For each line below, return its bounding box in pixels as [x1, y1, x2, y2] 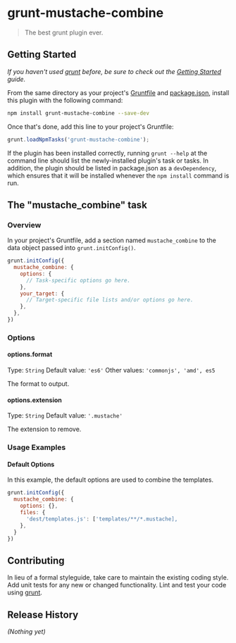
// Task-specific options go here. [25, 277, 131, 284]
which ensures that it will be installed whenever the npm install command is [7, 171, 230, 180]
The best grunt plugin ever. [24, 28, 104, 37]
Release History [7, 608, 79, 620]
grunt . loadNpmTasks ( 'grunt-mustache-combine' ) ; [7, 136, 150, 143]
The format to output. [7, 380, 70, 388]
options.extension [7, 396, 62, 404]
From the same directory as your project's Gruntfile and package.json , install [7, 88, 230, 96]
